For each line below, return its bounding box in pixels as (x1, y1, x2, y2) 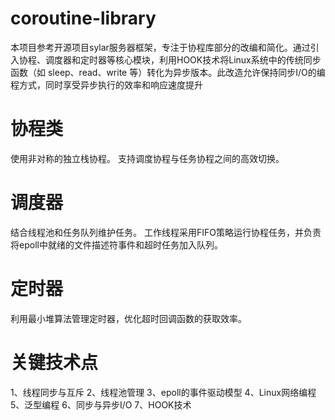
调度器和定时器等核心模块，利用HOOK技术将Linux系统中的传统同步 (44, 53, 322, 66)
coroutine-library (10, 7, 157, 30)
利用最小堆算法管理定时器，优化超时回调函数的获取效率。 (10, 312, 247, 324)
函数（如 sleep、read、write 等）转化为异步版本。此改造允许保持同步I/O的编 (10, 66, 326, 78)
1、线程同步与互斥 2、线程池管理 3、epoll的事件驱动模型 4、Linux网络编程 (10, 386, 317, 398)
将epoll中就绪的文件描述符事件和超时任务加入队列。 (10, 238, 223, 251)
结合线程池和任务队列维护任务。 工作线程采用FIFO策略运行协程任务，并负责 (10, 226, 322, 238)
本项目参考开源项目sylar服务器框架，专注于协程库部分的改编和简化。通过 (10, 41, 311, 53)
